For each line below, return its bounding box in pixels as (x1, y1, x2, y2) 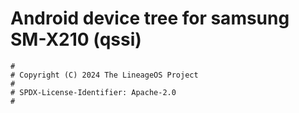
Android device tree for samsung (10, 7, 290, 30)
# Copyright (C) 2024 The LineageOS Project (10, 70, 199, 80)
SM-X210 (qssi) (10, 28, 142, 51)
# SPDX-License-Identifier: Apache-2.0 (10, 87, 177, 97)
